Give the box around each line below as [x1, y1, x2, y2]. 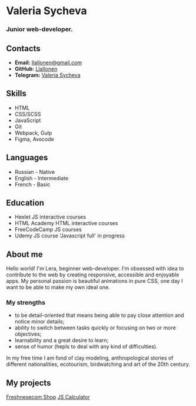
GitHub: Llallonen [14, 65, 58, 72]
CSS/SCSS [14, 110, 41, 117]
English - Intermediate [14, 174, 69, 181]
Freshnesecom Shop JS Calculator [6, 394, 90, 401]
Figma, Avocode [14, 136, 54, 143]
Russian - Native [14, 168, 55, 175]
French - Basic [14, 181, 51, 188]
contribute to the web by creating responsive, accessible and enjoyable [6, 271, 180, 278]
